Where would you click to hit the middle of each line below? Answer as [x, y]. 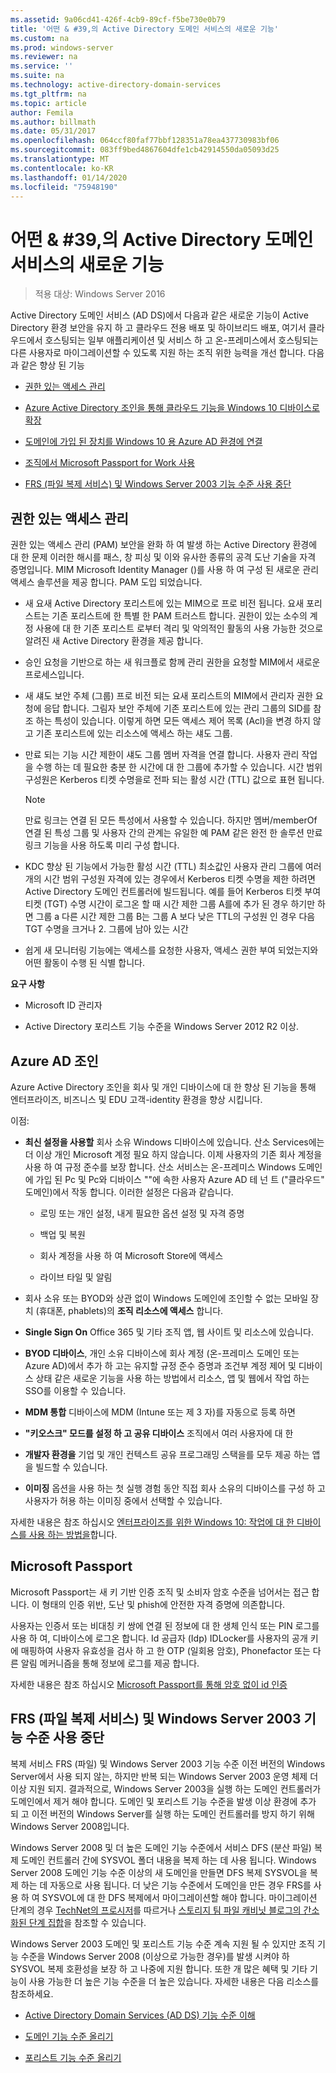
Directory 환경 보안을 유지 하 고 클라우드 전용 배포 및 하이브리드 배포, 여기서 [158, 328]
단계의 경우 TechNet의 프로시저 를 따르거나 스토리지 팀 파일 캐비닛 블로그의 [156, 1910]
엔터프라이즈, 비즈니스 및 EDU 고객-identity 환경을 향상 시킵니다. [136, 1099]
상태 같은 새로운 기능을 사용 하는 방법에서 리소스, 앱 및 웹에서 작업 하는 [172, 1378]
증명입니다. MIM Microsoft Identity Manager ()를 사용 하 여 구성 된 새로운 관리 [165, 570]
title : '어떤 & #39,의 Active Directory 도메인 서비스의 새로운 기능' [144, 29]
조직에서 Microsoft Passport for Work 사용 [110, 463]
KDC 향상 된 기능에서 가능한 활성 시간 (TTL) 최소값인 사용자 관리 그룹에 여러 [173, 867]
